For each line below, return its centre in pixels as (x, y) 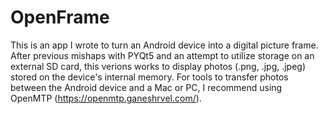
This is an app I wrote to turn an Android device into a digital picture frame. (164, 45)
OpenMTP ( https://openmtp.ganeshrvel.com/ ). (106, 98)
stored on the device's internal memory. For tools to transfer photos (149, 77)
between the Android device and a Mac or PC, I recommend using (146, 87)
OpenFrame (60, 17)
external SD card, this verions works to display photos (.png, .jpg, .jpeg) (158, 66)
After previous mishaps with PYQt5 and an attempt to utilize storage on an (162, 55)
